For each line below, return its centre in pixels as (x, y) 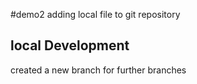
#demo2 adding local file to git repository (95, 14)
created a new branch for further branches (98, 70)
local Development (70, 45)
